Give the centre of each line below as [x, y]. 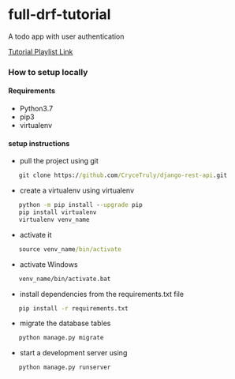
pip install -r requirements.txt [73, 308]
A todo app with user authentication [66, 36]
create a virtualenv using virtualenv [77, 190]
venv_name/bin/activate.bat [65, 279]
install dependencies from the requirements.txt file [101, 294]
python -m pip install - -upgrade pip [81, 205]
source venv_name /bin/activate [70, 249]
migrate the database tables [65, 323]
